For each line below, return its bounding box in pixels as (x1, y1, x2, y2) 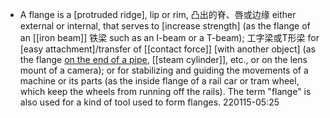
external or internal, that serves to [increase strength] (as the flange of (19, 20, 311, 32)
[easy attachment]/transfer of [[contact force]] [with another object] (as (19, 43, 316, 55)
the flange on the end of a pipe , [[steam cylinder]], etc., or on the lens (19, 54, 308, 65)
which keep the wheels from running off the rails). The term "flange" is (19, 86, 312, 97)
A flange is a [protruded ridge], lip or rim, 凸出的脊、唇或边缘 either (19, 9, 297, 20)
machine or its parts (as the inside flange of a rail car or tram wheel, (19, 75, 300, 87)
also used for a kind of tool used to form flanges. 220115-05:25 (19, 96, 280, 108)
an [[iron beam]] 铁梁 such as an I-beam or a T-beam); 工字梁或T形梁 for (19, 32, 320, 43)
